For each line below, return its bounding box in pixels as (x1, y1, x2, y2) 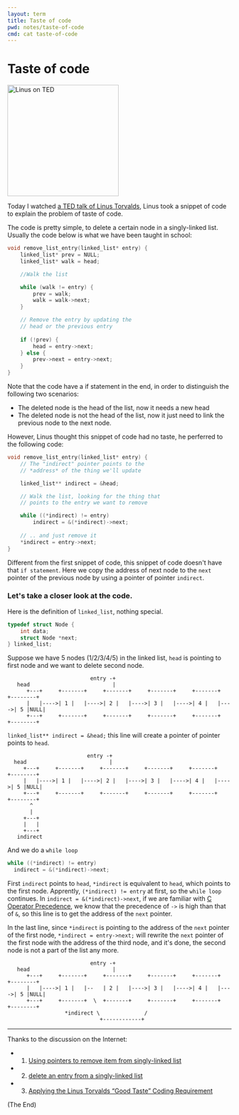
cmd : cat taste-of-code (7, 30, 78, 38)
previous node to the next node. (17, 419, 112, 427)
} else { (20, 350, 46, 357)
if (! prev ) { (20, 336, 59, 343)
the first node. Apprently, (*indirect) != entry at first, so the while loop (7, 887, 222, 896)
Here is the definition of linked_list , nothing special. (7, 607, 164, 616)
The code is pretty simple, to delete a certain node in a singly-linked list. (7, 224, 218, 232)
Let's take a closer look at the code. (7, 591, 133, 601)
